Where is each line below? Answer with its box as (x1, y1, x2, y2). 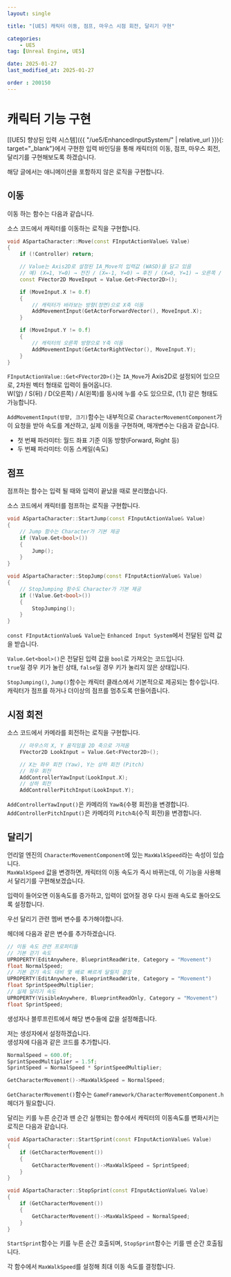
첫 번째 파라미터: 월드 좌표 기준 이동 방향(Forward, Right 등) (17, 437, 180, 445)
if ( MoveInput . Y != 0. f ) (19, 327, 91, 334)
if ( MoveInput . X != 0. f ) (19, 288, 91, 295)
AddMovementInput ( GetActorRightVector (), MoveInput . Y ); (32, 346, 196, 353)
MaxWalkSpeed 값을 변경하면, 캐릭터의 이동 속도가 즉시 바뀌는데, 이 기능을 (7, 867, 203, 876)
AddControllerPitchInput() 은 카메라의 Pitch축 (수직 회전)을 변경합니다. (7, 809, 202, 817)
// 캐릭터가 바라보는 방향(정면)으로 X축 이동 (32, 302, 144, 309)
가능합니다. (7, 398, 37, 407)
